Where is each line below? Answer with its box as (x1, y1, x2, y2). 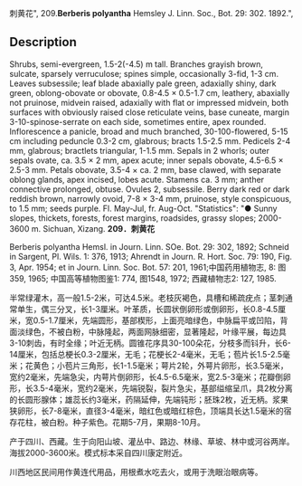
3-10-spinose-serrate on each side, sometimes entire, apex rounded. (9, 116, 267, 127)
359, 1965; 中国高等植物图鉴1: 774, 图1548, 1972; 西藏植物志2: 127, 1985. (9, 272, 278, 283)
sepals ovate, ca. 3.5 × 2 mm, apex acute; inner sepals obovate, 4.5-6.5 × (9, 155, 284, 166)
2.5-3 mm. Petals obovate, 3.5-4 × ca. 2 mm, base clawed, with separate (9, 164, 282, 175)
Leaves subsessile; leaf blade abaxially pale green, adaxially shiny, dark (9, 78, 277, 89)
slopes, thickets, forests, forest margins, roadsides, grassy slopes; (9, 212, 257, 224)
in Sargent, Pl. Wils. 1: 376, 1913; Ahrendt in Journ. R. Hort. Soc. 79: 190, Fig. (9, 251, 292, 262)
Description (9, 34, 77, 50)
